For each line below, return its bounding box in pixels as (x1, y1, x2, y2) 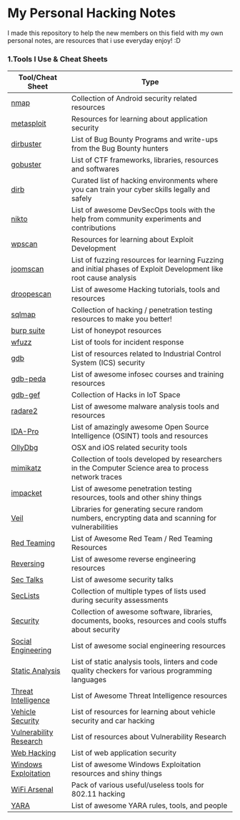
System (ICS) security (71, 358, 145, 368)
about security (71, 625, 120, 635)
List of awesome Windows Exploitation (71, 759, 201, 769)
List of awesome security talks (71, 575, 174, 585)
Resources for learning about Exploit (71, 234, 194, 244)
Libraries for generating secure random (71, 504, 204, 514)
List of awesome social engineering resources (71, 641, 226, 651)
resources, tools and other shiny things (71, 493, 202, 503)
